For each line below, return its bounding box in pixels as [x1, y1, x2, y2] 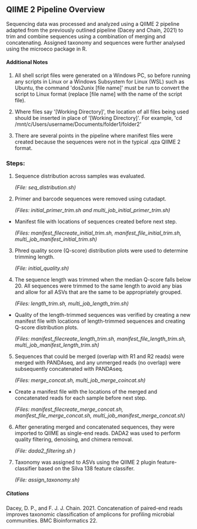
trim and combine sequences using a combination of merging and [6, 32, 166, 40]
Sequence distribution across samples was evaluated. [14, 173, 146, 180]
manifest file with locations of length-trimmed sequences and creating [14, 317, 185, 325]
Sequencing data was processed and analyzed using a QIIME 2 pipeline [6, 20, 180, 27]
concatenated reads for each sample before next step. [14, 394, 147, 401]
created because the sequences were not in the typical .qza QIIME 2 [14, 138, 181, 146]
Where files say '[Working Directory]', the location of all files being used [14, 108, 189, 115]
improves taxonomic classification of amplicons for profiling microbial [6, 511, 175, 518]
